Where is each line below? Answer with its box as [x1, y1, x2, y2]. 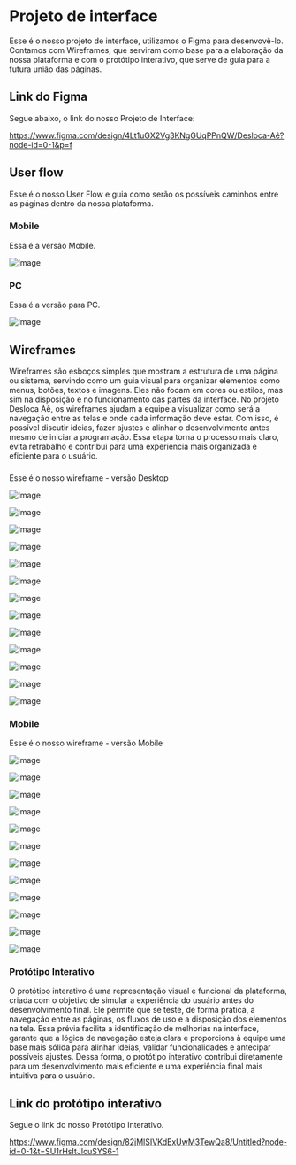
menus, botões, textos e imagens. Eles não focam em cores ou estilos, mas [9, 384, 284, 395]
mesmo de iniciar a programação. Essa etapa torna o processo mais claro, [9, 431, 280, 442]
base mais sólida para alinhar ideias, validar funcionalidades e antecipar [9, 1042, 271, 1053]
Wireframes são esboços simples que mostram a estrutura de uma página [9, 366, 278, 376]
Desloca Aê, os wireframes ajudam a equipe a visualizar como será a [9, 403, 261, 413]
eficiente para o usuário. [9, 450, 99, 461]
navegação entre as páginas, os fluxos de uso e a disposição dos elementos [9, 1014, 287, 1024]
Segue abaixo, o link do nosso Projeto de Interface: [9, 112, 195, 123]
